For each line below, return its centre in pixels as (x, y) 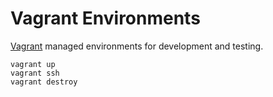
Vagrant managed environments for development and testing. (137, 46)
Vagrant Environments (105, 18)
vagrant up (33, 64)
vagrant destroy (44, 82)
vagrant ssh (35, 73)
